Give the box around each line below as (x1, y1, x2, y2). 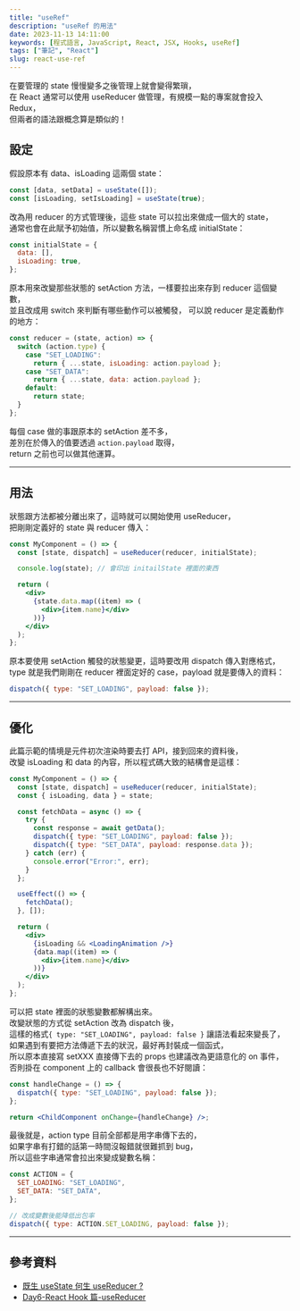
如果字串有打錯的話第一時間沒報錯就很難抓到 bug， (9, 1141, 198, 1152)
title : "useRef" (9, 13, 70, 22)
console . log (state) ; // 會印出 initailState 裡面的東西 (17, 564, 219, 573)
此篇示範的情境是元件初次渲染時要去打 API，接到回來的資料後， (9, 745, 244, 756)
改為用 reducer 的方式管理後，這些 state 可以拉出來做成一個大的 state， (9, 211, 274, 222)
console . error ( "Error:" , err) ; (32, 857, 150, 866)
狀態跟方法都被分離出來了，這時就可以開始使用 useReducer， (9, 510, 237, 521)
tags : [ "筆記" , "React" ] (9, 46, 99, 55)
